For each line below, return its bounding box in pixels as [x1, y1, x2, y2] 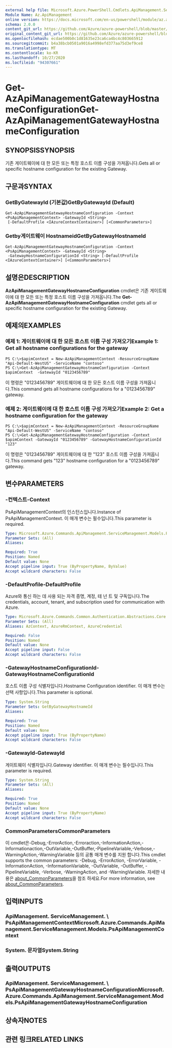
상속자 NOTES [5, 1016, 48, 1025]
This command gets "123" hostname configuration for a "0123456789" [10, 458, 160, 464]
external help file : [5, 7, 50, 13]
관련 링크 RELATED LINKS [5, 1035, 83, 1044]
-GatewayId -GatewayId [5, 749, 65, 756]
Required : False [5, 633, 40, 638]
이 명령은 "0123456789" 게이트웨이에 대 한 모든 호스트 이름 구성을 [5, 379, 138, 385]
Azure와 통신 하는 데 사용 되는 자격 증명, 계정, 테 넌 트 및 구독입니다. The [5, 593, 149, 600]
